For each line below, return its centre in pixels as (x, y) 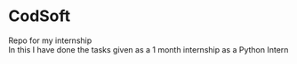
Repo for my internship (50, 40)
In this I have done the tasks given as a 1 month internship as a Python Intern (148, 49)
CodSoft (40, 16)
